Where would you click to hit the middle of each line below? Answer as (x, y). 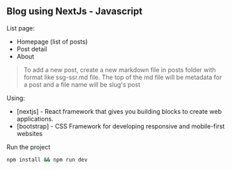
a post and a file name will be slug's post (82, 84)
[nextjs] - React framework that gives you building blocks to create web (119, 111)
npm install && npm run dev (47, 160)
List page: (21, 28)
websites (30, 133)
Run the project (28, 147)
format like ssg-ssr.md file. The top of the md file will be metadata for (123, 77)
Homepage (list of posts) (52, 42)
